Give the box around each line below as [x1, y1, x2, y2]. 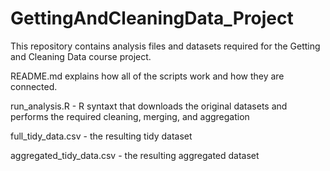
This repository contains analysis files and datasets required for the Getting [10, 40, 321, 52]
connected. [10, 80, 58, 92]
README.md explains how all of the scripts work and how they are [10, 70, 285, 82]
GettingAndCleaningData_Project [10, 7, 294, 30]
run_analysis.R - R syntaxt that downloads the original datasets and [10, 100, 288, 112]
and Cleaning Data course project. [10, 50, 152, 62]
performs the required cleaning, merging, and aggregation [10, 110, 250, 122]
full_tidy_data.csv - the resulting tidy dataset [10, 130, 193, 142]
